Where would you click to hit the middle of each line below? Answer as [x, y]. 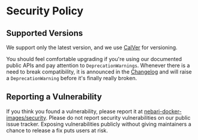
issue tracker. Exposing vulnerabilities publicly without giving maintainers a [99, 124]
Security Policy [45, 11]
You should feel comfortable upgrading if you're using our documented [94, 59]
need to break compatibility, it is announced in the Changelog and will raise [99, 72]
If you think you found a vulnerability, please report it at [74, 111]
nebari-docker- [163, 111]
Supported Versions [44, 33]
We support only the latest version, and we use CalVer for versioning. [92, 47]
